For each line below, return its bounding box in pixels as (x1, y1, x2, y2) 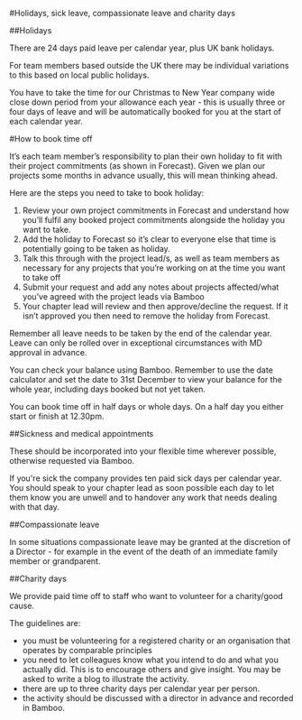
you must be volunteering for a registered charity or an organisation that (22, 635, 291, 646)
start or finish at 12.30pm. (9, 411, 105, 421)
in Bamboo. (22, 703, 66, 713)
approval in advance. (9, 347, 87, 357)
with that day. (9, 502, 60, 512)
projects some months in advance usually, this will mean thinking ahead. (9, 171, 278, 180)
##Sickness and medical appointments (9, 429, 154, 438)
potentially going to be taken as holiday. (22, 244, 171, 254)
